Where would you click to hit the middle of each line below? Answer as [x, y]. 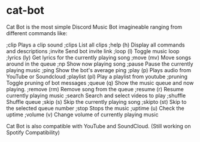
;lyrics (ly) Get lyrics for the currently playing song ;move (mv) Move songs [99, 57]
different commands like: [37, 33]
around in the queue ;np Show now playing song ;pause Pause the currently [100, 64]
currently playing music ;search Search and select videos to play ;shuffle [96, 95]
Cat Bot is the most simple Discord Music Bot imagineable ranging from [94, 27]
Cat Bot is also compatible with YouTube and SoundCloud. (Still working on [99, 126]
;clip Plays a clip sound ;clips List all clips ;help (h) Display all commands [96, 45]
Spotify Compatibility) [33, 132]
